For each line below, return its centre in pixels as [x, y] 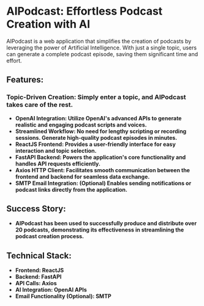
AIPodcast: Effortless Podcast [85, 11]
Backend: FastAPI [38, 277]
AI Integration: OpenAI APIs [51, 290]
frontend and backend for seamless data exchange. [82, 177]
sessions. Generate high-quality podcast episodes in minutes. [96, 137]
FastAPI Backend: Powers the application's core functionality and [100, 157]
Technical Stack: [39, 256]
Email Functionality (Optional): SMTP [63, 296]
